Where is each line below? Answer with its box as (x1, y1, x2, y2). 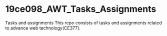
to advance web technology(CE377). (5, 25, 81, 31)
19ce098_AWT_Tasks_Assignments (5, 3, 156, 15)
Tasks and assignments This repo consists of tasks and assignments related (5, 20, 162, 26)
